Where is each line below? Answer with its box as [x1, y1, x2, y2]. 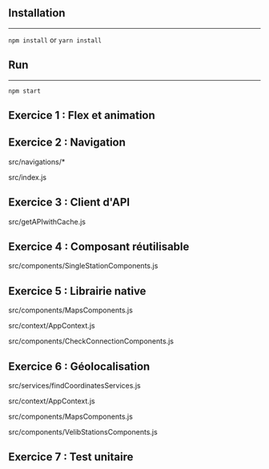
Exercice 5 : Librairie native [8, 284, 147, 298]
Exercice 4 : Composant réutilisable [8, 240, 190, 254]
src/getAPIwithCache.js [8, 217, 86, 226]
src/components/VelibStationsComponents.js [8, 427, 158, 437]
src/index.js [8, 172, 47, 182]
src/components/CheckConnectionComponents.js [8, 336, 175, 346]
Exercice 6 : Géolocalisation [8, 360, 151, 373]
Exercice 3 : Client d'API [8, 196, 130, 209]
